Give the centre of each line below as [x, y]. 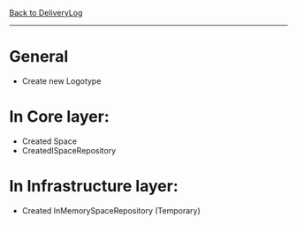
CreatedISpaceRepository [69, 150]
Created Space [49, 141]
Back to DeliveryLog [46, 13]
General [39, 57]
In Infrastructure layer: [94, 187]
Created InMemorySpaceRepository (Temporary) [111, 210]
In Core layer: [59, 117]
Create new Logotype [61, 81]
